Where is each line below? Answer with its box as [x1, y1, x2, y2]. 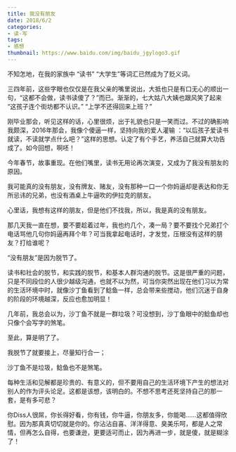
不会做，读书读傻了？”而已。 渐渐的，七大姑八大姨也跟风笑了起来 [34, 93, 223, 102]
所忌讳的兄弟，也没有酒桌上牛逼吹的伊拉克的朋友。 [7, 191, 155, 199]
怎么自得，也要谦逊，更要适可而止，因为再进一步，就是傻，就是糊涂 [31, 428, 229, 437]
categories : [7, 23, 42, 30]
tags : [7, 37, 23, 44]
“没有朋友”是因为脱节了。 [7, 253, 81, 261]
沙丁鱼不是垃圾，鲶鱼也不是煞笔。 [7, 363, 106, 371]
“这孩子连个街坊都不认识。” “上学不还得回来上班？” [7, 102, 152, 110]
